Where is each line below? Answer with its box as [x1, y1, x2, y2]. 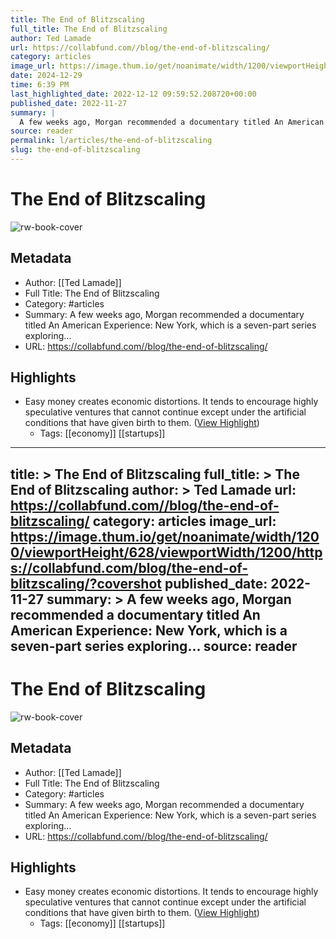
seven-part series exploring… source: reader [10, 637, 298, 655]
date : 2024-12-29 [10, 71, 83, 81]
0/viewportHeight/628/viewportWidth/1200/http [10, 544, 323, 561]
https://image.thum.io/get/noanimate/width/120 [10, 528, 320, 545]
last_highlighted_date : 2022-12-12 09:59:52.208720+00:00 [10, 89, 257, 99]
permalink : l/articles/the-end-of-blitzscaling [10, 136, 213, 146]
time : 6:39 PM [10, 80, 70, 90]
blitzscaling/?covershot [10, 575, 163, 592]
